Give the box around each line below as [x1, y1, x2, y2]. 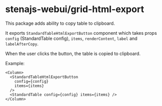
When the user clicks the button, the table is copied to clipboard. [5, 50, 141, 57]
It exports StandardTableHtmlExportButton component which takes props [5, 30, 157, 36]
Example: [5, 60, 25, 66]
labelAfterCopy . [5, 40, 39, 46]
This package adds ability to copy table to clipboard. [5, 20, 115, 26]
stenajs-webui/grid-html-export [5, 4, 144, 15]
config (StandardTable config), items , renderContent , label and [5, 35, 138, 41]
